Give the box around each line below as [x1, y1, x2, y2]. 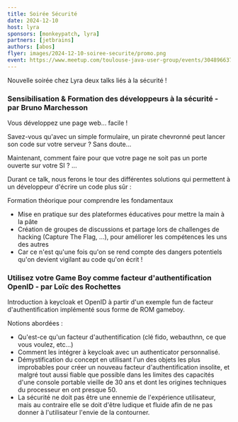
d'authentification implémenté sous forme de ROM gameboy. [7, 306, 186, 314]
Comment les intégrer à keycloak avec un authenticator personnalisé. [17, 348, 220, 357]
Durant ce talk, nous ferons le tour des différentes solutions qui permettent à [7, 175, 231, 184]
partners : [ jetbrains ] [7, 37, 74, 44]
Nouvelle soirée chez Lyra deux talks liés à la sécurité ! [7, 76, 168, 84]
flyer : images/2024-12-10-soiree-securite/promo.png [7, 50, 166, 57]
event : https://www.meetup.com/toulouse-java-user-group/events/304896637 [7, 57, 233, 64]
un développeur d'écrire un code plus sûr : [7, 182, 132, 191]
